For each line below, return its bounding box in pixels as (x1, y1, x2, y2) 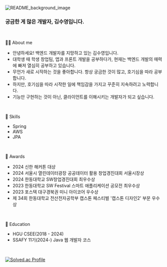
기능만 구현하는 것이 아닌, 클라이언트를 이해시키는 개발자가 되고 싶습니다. (12, 94, 154, 100)
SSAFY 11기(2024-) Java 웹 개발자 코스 (12, 237, 91, 243)
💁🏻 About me (5, 40, 33, 46)
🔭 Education (5, 221, 31, 227)
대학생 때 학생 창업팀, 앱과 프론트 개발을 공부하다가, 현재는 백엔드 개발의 (12, 56, 153, 62)
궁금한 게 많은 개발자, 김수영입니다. (5, 18, 84, 25)
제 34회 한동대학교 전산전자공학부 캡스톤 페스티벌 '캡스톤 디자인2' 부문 (12, 195, 151, 201)
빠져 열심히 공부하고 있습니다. (18, 63, 76, 69)
